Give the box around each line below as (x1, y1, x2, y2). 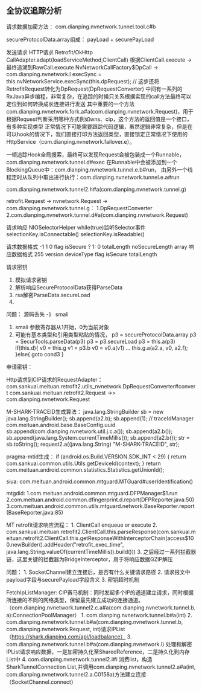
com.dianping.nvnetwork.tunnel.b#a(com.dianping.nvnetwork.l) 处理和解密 (6, 640, 192, 648)
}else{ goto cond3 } (14, 350, 65, 358)
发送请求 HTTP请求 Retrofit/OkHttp (6, 48, 93, 56)
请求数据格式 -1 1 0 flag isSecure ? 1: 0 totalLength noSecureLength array (6, 243, 188, 250)
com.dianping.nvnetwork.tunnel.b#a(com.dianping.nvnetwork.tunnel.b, (6, 618, 183, 625)
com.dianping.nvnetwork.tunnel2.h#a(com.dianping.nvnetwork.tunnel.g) (6, 185, 187, 193)
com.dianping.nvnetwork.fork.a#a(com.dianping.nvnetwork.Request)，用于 (6, 108, 194, 115)
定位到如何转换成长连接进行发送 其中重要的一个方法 (6, 100, 134, 108)
